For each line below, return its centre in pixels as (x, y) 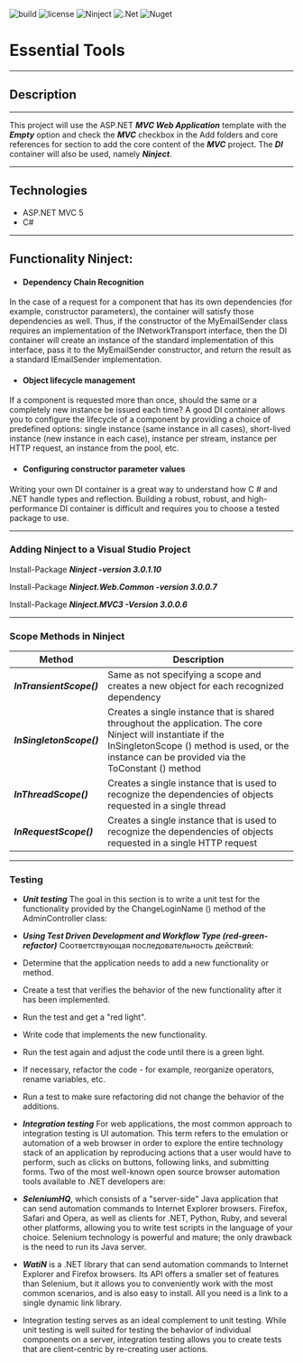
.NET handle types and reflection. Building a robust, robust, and (128, 499)
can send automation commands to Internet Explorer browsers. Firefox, (155, 1209)
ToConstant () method (154, 769)
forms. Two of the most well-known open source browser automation (151, 1172)
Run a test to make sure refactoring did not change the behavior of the (153, 1097)
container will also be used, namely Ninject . (91, 154)
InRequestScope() (54, 832)
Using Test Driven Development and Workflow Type (121, 936)
